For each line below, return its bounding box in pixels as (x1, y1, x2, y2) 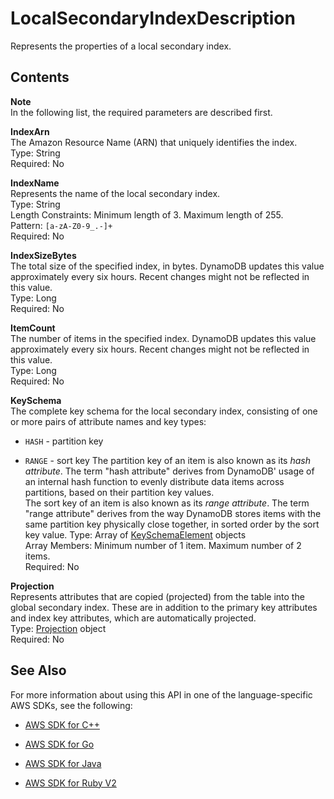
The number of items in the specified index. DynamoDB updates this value (10, 332, 317, 344)
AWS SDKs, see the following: (10, 699, 133, 711)
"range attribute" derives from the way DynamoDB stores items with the (24, 507, 322, 519)
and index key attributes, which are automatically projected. (10, 612, 257, 624)
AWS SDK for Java (24, 757, 102, 769)
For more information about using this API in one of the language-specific (10, 688, 313, 701)
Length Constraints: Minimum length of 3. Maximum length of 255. (10, 208, 284, 221)
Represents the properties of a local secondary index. (10, 40, 232, 52)
